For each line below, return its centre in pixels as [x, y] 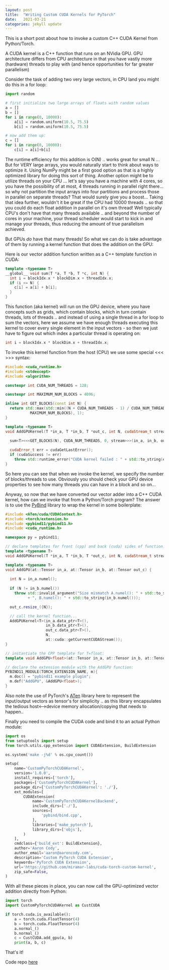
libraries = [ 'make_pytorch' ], [63, 825]
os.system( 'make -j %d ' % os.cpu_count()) [49, 755]
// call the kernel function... [44, 616]
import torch [19, 901]
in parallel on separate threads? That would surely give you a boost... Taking [84, 197]
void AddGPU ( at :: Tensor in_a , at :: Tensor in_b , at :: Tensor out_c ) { [78, 570]
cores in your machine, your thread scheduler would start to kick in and [79, 218]
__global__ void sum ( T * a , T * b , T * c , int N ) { [57, 273]
